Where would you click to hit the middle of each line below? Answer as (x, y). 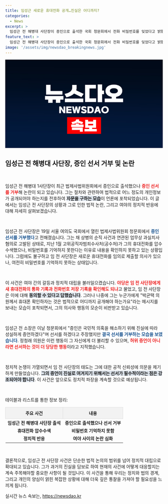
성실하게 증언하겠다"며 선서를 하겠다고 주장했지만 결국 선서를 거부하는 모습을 (79, 334)
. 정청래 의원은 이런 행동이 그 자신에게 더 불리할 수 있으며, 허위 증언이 (84, 341)
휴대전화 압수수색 (34, 431)
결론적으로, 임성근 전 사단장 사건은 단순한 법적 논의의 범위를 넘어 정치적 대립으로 (83, 460)
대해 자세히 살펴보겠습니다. (31, 211)
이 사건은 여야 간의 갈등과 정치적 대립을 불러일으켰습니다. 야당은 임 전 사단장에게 (83, 283)
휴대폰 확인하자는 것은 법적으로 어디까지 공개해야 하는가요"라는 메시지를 (88, 302)
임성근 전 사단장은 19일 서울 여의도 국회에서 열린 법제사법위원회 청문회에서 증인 (82, 231)
